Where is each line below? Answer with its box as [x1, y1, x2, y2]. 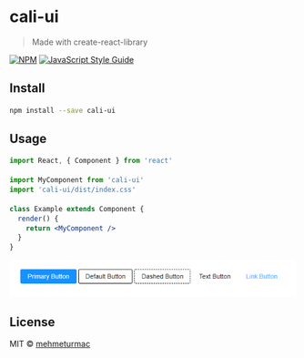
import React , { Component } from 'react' [9, 157, 173, 166]
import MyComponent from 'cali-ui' [9, 176, 145, 185]
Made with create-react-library [31, 36, 148, 47]
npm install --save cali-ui [9, 106, 117, 115]
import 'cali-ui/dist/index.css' [9, 185, 137, 195]
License [9, 314, 56, 330]
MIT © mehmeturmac [9, 339, 91, 350]
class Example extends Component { [9, 204, 145, 213]
